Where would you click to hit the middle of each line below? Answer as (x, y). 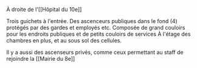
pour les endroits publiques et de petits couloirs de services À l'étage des (98, 34)
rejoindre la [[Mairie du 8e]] (41, 59)
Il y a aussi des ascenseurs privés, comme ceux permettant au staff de (95, 52)
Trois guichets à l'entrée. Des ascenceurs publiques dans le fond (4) (92, 21)
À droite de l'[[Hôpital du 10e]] (44, 9)
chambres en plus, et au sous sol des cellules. (64, 40)
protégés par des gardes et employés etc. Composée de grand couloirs (96, 28)
